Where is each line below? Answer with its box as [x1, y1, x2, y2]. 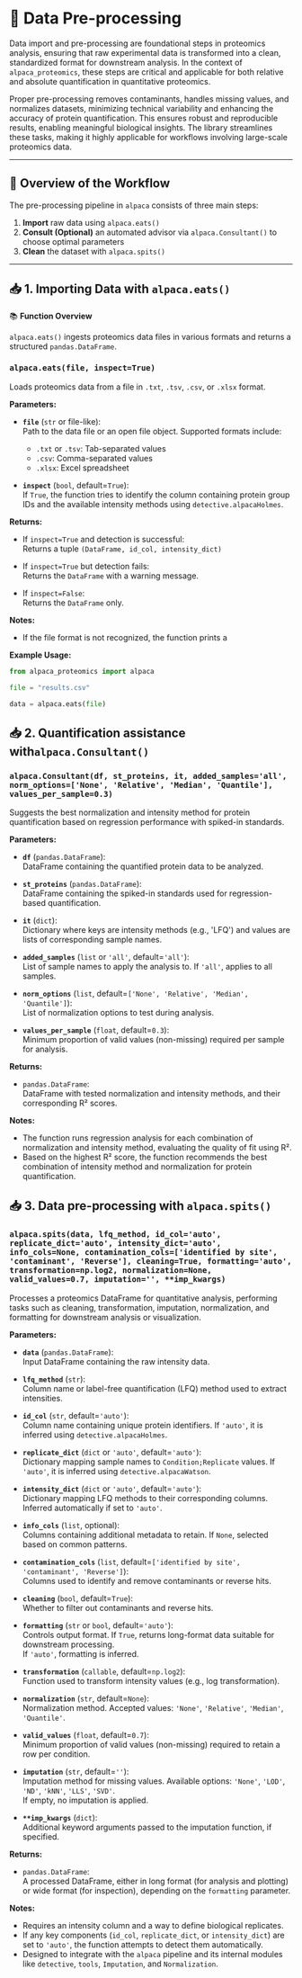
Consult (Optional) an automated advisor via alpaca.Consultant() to [22, 227, 277, 237]
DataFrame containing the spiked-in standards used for [22, 888, 227, 899]
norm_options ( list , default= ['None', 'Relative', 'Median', [22, 989, 249, 999]
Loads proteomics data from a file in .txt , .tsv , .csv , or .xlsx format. [9, 381, 266, 392]
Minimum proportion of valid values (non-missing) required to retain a [22, 1739, 280, 1750]
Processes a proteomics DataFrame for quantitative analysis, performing [9, 1293, 278, 1303]
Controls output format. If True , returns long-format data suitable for [22, 1629, 275, 1640]
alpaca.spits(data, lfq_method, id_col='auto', [9, 1230, 222, 1240]
